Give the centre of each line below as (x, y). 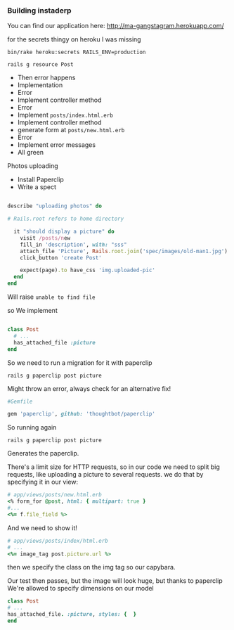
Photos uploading (33, 166)
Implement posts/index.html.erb (65, 115)
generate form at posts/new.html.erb (71, 130)
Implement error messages (57, 145)
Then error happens (46, 78)
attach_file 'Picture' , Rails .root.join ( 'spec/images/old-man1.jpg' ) (124, 251)
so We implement (32, 311)
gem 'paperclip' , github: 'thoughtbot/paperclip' (82, 414)
